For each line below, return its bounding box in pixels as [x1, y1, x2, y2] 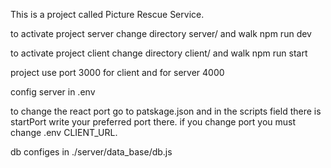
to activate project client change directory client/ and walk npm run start [10, 47, 308, 59]
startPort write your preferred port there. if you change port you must [10, 116, 297, 128]
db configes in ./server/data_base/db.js [10, 146, 173, 158]
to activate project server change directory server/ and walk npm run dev [10, 28, 312, 39]
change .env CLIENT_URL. [10, 127, 118, 138]
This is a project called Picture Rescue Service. [10, 9, 205, 20]
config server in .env [10, 86, 96, 98]
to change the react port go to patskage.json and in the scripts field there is [10, 105, 322, 117]
